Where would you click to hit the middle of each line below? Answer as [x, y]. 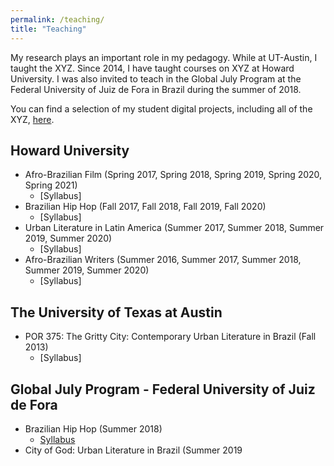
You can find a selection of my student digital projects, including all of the [161, 108]
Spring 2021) [51, 185]
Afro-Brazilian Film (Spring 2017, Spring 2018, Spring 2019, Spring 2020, [173, 175]
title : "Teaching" [48, 29]
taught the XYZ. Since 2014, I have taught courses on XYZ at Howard [152, 68]
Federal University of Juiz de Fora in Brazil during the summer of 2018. [156, 89]
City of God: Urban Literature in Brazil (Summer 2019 [133, 450]
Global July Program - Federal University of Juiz [163, 389]
